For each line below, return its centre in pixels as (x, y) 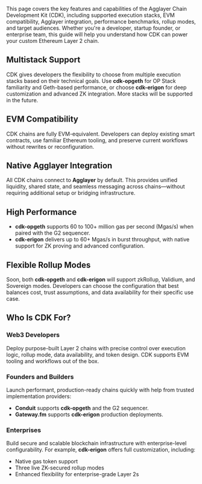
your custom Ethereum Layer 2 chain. (53, 41)
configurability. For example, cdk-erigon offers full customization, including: (101, 450)
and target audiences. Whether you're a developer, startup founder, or (93, 28)
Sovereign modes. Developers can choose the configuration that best (93, 286)
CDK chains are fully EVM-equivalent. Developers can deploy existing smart (100, 134)
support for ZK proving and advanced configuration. (80, 246)
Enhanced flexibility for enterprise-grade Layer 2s (77, 474)
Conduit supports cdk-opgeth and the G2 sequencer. (82, 408)
